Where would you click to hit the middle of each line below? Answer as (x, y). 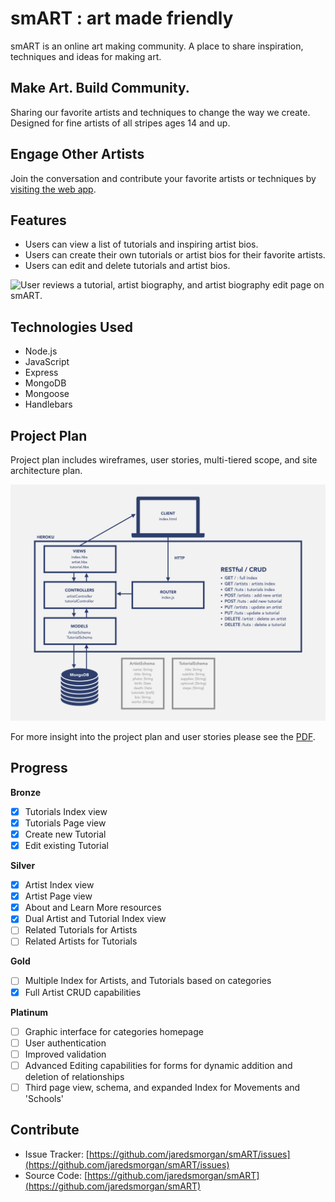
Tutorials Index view (66, 811)
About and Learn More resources (93, 908)
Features (38, 220)
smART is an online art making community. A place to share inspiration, (157, 46)
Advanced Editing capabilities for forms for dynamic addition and (158, 1065)
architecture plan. (46, 470)
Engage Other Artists (77, 154)
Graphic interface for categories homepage (114, 1031)
